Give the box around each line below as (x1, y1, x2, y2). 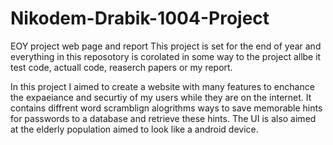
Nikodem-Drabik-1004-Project (10, 7, 270, 30)
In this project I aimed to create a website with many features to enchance (10, 80, 315, 92)
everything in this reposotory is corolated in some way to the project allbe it (10, 50, 322, 62)
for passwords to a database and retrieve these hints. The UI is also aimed (10, 112, 317, 124)
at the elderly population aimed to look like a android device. (10, 123, 259, 135)
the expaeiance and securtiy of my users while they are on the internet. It (10, 91, 312, 103)
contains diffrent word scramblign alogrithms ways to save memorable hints (10, 102, 323, 114)
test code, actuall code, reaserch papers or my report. (10, 61, 233, 73)
